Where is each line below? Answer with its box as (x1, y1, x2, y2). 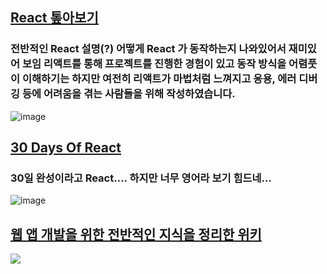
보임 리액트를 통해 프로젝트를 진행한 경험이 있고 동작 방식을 (21, 57, 287, 71)
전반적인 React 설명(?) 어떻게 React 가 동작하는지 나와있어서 (10, 42, 287, 56)
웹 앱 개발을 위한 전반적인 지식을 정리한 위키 (10, 226, 262, 243)
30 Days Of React (10, 139, 122, 157)
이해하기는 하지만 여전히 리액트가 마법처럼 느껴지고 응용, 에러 (21, 72, 297, 86)
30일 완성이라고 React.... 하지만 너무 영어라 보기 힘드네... (10, 171, 272, 185)
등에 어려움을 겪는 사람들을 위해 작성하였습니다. (21, 87, 236, 101)
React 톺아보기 (10, 9, 99, 27)
